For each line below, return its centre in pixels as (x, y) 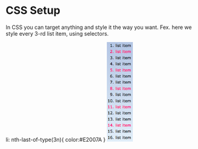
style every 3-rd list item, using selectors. (57, 33)
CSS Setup (33, 11)
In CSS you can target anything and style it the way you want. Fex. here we (99, 27)
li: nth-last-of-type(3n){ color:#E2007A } (56, 139)
